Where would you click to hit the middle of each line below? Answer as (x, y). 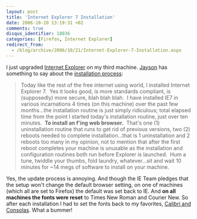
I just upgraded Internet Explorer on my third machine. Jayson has (87, 67)
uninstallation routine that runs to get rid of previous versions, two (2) (106, 129)
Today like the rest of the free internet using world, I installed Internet (105, 85)
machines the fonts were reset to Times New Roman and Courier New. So (97, 197)
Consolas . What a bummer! (39, 210)
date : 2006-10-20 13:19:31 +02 (45, 23)
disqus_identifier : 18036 (38, 34)
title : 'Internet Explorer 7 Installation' (61, 17)
